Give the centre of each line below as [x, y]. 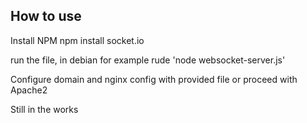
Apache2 [29, 90]
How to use [46, 16]
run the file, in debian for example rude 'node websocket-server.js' [148, 60]
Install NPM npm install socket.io [77, 40]
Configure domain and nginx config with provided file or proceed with [154, 79]
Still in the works [44, 109]
